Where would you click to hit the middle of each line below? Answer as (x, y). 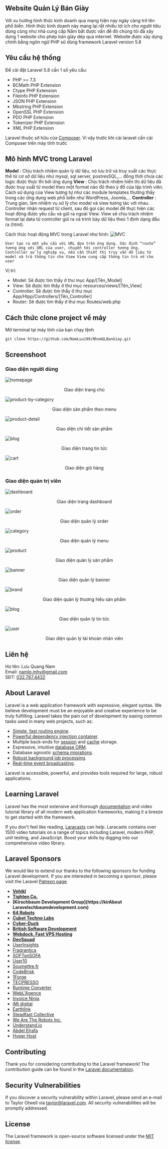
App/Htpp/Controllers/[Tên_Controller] (52, 297)
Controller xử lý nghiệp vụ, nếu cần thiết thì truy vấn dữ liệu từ (78, 252)
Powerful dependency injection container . (55, 736)
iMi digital (23, 1004)
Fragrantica (24, 950)
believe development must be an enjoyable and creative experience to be (81, 710)
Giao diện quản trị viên (33, 481)
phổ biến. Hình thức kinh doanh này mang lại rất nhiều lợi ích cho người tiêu (83, 26)
